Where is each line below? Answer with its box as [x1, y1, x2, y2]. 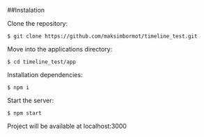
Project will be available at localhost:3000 [7, 122, 127, 130]
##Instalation [7, 6, 45, 14]
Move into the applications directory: [7, 45, 113, 53]
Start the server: [7, 97, 54, 104]
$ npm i [7, 84, 30, 91]
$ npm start [7, 110, 42, 117]
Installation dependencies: [7, 71, 83, 79]
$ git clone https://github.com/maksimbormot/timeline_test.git [7, 33, 198, 40]
